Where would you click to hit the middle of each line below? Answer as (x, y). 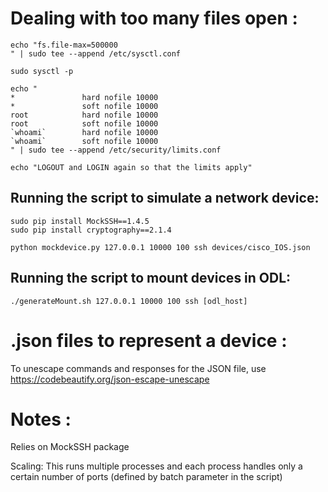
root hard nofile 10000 (84, 115)
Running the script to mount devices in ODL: (151, 278)
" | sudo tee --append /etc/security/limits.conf (116, 150)
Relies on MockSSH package (70, 447)
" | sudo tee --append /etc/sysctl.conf (96, 53)
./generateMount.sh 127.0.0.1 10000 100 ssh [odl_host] (129, 301)
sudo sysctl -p (42, 71)
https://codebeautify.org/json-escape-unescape (110, 379)
